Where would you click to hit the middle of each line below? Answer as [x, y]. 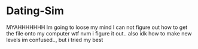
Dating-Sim [35, 11]
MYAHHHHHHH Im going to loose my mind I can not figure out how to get [97, 27]
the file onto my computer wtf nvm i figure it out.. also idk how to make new [99, 33]
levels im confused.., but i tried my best [55, 40]
